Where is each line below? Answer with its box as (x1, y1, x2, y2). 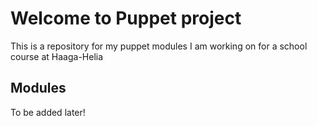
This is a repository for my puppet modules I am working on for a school (10, 40, 308, 52)
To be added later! (10, 106, 86, 118)
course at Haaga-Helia (10, 50, 104, 62)
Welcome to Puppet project (10, 7, 242, 30)
